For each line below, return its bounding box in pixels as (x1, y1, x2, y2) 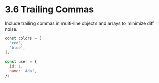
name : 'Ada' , (9, 69, 37, 74)
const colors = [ (5, 36, 42, 41)
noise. (5, 25, 18, 32)
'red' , (9, 40, 23, 45)
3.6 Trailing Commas (5, 4, 94, 15)
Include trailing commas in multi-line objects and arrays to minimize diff (5, 20, 154, 26)
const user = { (5, 59, 37, 64)
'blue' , (9, 45, 26, 50)
